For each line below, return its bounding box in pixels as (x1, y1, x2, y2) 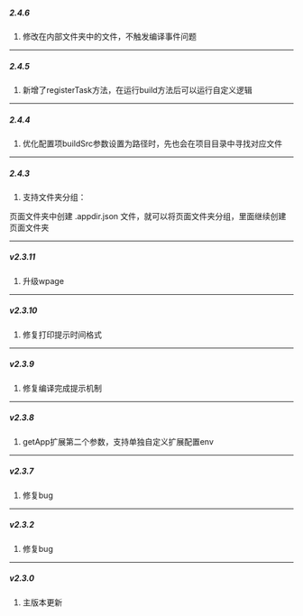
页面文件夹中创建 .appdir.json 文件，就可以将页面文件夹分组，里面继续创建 (9, 210, 287, 221)
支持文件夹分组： (22, 191, 87, 202)
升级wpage (22, 275, 65, 286)
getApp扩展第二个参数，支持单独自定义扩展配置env (22, 436, 215, 446)
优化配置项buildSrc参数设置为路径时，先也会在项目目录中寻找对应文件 (22, 138, 283, 149)
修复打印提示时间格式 (22, 329, 102, 340)
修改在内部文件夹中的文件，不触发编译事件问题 (22, 31, 197, 41)
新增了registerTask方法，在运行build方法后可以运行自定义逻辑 (22, 84, 252, 95)
